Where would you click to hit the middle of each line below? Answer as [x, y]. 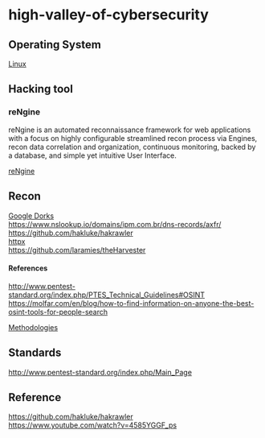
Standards [35, 353]
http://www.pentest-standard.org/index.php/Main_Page [100, 372]
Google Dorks [31, 216]
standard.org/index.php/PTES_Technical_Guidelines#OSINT [107, 295]
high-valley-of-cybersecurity [108, 15]
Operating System [55, 45]
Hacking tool [41, 89]
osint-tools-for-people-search [58, 312]
